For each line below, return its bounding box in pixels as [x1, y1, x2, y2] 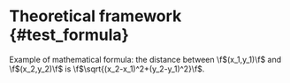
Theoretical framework [9, 6, 182, 26]
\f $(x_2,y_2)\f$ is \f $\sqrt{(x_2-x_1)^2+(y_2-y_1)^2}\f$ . [9, 64, 205, 74]
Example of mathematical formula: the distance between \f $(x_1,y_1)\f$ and [9, 54, 282, 64]
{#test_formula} [9, 25, 130, 45]
